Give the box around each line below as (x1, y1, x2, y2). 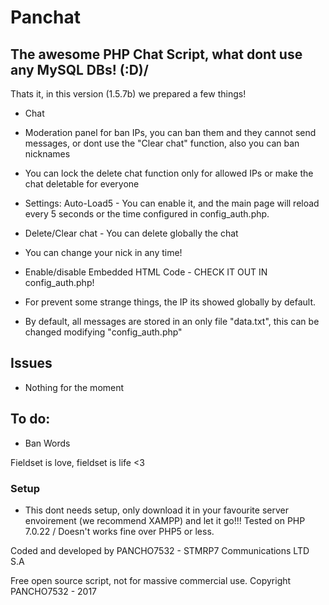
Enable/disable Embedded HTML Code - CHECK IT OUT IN (24, 266, 268, 278)
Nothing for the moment (24, 381, 125, 393)
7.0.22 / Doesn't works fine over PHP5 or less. (24, 525, 215, 537)
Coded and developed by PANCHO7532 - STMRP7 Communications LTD (10, 544, 310, 556)
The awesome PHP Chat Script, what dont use (10, 46, 303, 63)
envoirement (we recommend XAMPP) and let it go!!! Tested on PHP (24, 514, 306, 526)
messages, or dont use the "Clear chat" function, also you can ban (24, 137, 300, 149)
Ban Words (24, 437, 71, 449)
